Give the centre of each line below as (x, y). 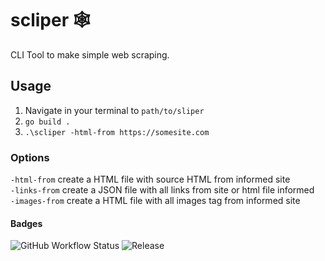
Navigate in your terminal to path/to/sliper (114, 110)
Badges (26, 223)
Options (30, 157)
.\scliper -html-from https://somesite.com (117, 132)
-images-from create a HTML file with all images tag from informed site (155, 201)
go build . (47, 122)
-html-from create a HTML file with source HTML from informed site (150, 179)
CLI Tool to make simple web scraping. (90, 54)
